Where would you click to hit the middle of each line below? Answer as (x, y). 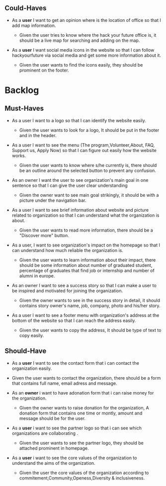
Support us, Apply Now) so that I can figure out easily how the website (84, 150)
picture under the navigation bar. (53, 200)
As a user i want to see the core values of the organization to (74, 458)
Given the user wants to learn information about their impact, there (87, 260)
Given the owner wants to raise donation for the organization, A (84, 407)
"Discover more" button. (44, 235)
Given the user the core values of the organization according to (84, 473)
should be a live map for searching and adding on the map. (80, 40)
